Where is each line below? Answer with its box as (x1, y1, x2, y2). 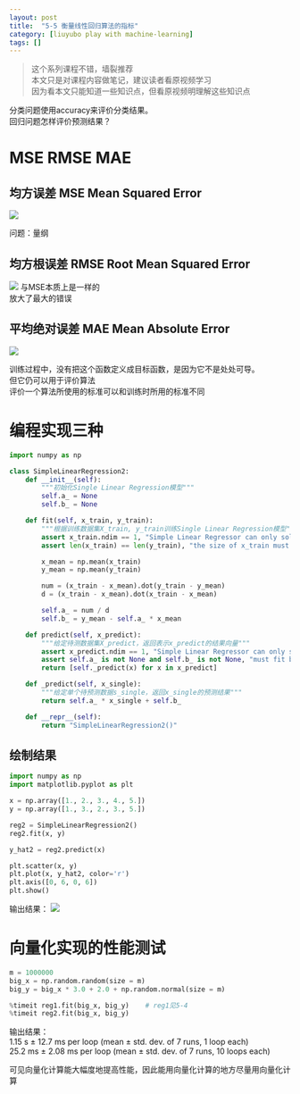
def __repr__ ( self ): (25, 712, 102, 722)
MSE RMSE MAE (9, 148, 132, 168)
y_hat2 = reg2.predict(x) (9, 845, 105, 854)
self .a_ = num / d (41, 606, 110, 615)
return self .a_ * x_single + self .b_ (41, 696, 181, 706)
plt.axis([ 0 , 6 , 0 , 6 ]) (9, 878, 98, 887)
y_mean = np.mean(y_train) (41, 565, 142, 574)
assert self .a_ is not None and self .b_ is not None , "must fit (41, 656, 286, 664)
